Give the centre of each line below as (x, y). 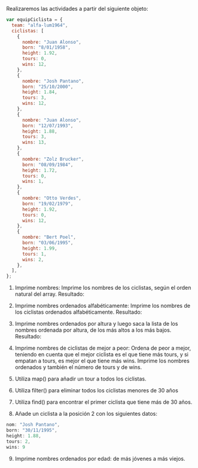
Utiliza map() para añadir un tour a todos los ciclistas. (80, 379)
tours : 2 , (19, 441)
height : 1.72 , (40, 170)
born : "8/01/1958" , (46, 47)
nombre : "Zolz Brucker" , (53, 159)
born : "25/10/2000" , (48, 86)
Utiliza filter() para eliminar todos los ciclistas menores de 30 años (96, 391)
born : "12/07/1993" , (48, 125)
